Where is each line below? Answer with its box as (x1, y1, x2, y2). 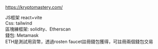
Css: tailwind (5, 20, 32, 26)
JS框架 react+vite (5, 14, 42, 20)
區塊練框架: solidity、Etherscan (5, 26, 71, 32)
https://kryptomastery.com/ (5, 4, 63, 10)
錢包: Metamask (5, 32, 39, 38)
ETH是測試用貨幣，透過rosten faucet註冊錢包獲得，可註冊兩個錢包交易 (5, 38, 153, 44)
